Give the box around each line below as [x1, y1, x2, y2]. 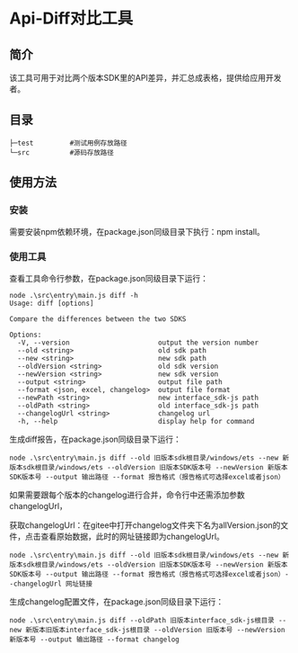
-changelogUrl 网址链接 [9, 579, 92, 588]
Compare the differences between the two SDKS [9, 314, 187, 324]
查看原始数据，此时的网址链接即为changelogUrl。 [39, 531, 224, 541]
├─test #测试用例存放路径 [9, 139, 127, 148]
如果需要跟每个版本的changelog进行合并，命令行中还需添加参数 [9, 489, 245, 500]
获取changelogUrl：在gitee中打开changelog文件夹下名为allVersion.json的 [9, 519, 281, 531]
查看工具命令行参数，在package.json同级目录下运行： [9, 273, 209, 283]
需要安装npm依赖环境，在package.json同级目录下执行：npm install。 [9, 226, 265, 237]
